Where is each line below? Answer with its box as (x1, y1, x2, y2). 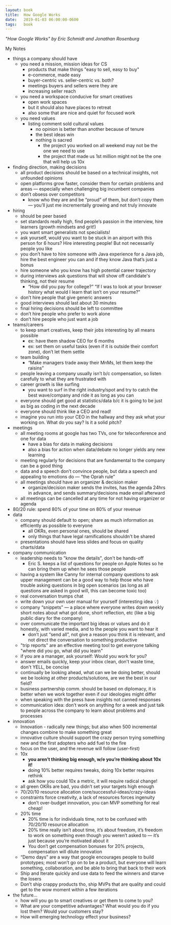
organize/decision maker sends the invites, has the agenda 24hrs (28, 484, 166, 491)
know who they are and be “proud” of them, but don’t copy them (28, 197, 164, 203)
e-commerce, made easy (28, 72, 81, 78)
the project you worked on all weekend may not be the (43, 143, 158, 149)
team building (20, 354, 50, 360)
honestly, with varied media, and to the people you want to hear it (20, 626, 158, 632)
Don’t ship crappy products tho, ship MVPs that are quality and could (20, 881, 166, 887)
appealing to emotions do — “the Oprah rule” (20, 474, 115, 480)
